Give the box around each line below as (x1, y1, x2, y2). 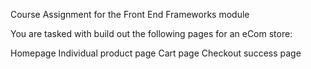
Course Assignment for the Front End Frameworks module (10, 9, 250, 20)
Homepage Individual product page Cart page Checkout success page (10, 47, 302, 59)
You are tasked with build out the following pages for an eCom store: (10, 28, 293, 39)
